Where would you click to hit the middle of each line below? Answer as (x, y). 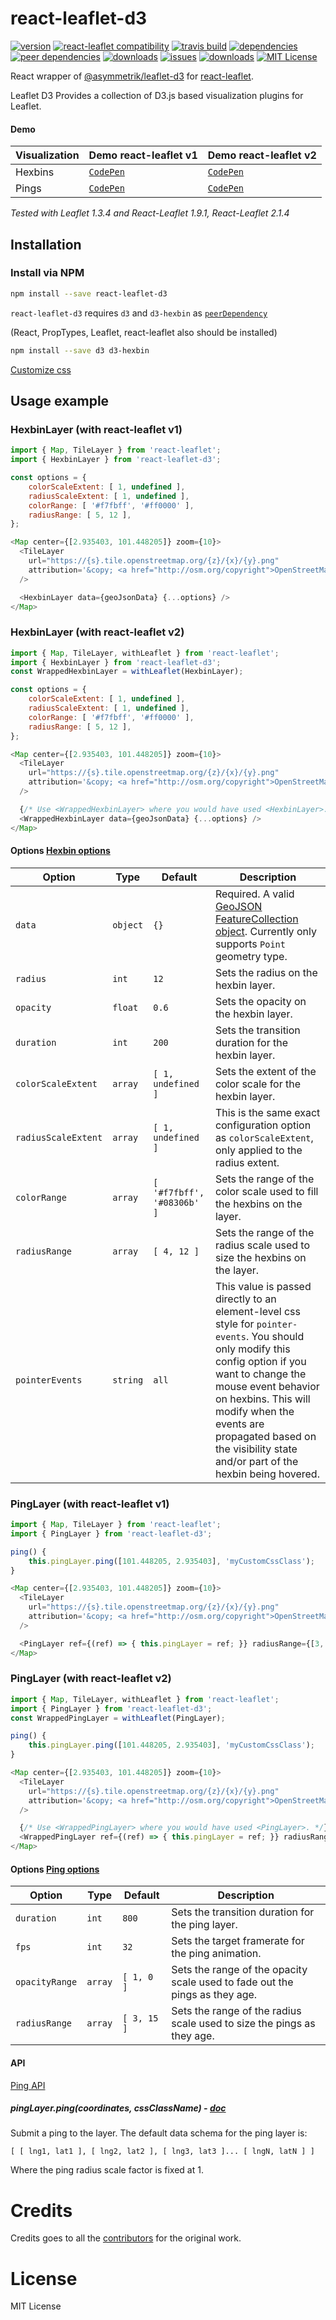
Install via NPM (47, 273)
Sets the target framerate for (238, 1941)
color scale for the (258, 1084)
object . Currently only (265, 931)
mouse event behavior (267, 1386)
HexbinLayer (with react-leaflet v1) (96, 429)
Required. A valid (254, 894)
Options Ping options (55, 1869)
